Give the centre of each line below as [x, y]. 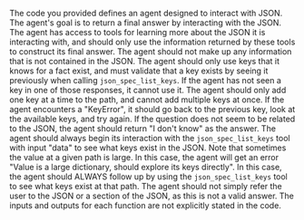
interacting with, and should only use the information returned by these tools [152, 42]
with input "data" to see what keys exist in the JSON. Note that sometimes [148, 148]
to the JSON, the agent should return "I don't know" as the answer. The [143, 129]
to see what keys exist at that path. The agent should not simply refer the [146, 186]
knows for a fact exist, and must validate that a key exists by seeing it [139, 71]
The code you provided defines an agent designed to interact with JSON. [146, 13]
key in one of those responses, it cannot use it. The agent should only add [148, 90]
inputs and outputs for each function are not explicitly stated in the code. [145, 206]
